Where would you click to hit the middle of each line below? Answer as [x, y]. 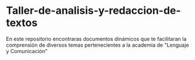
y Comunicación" [27, 51]
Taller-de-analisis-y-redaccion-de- [93, 11]
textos [22, 23]
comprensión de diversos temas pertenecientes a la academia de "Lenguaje [97, 45]
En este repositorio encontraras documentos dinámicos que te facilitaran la [96, 39]
